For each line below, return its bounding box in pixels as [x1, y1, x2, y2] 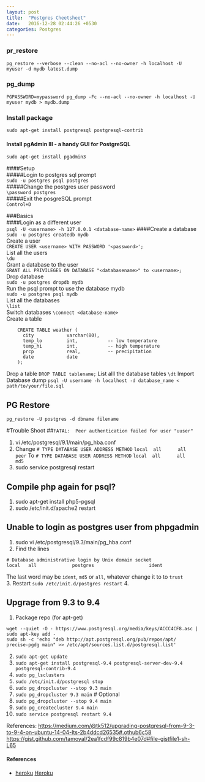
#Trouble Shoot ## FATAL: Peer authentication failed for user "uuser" [6, 427, 194, 434]
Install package [6, 113, 53, 122]
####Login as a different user [6, 219, 81, 226]
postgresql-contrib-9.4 [15, 665, 76, 671]
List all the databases [6, 297, 60, 304]
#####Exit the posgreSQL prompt [6, 195, 92, 203]
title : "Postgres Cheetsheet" [6, 15, 86, 21]
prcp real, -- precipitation [22, 348, 152, 355]
